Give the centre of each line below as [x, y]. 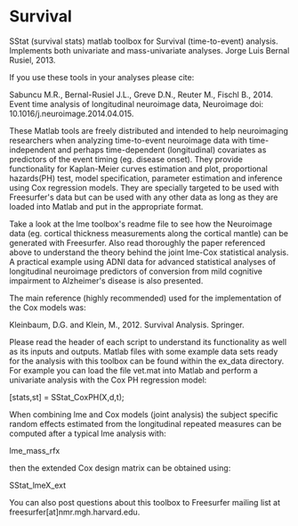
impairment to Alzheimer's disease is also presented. [106, 280]
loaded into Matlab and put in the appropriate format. [106, 206]
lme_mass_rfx [35, 450]
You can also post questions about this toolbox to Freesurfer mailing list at [145, 502]
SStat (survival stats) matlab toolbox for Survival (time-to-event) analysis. [144, 41]
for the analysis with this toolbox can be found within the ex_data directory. [147, 361]
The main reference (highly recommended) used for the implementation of [145, 298]
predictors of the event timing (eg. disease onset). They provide [126, 159]
